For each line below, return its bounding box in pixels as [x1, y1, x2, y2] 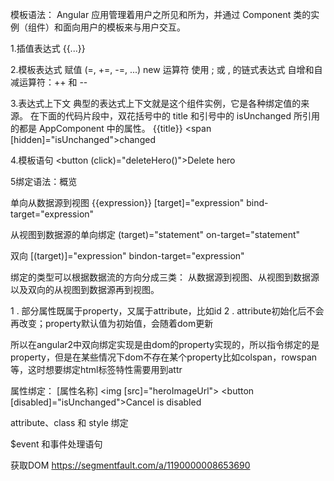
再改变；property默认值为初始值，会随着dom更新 [10, 318, 214, 329]
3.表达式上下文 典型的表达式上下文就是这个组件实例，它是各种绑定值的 [10, 98, 302, 109]
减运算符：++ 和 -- [10, 76, 88, 88]
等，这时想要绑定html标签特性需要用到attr [10, 364, 183, 375]
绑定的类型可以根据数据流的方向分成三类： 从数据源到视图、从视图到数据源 [10, 271, 320, 283]
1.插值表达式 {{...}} [10, 43, 86, 54]
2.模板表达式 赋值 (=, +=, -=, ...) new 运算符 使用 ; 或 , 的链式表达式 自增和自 [10, 64, 323, 75]
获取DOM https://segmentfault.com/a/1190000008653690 [10, 459, 251, 471]
